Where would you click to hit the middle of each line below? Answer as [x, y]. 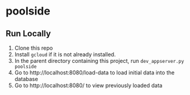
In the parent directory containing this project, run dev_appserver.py [99, 61]
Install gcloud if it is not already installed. [65, 54]
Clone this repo [33, 48]
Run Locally [28, 34]
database [26, 79]
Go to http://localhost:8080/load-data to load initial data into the [94, 73]
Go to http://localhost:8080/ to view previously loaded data [88, 85]
